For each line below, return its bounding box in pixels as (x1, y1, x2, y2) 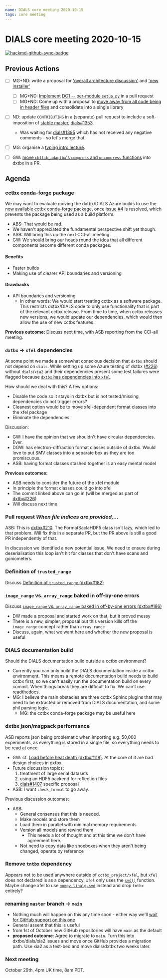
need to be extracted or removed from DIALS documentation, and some (12, 700, 160, 706)
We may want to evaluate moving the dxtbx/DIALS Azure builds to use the (5, 201, 157, 207)
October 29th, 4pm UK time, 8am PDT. (5, 967, 85, 973)
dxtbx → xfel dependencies (5, 347, 73, 354)
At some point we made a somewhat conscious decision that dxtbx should (5, 358, 158, 364)
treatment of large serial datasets (19, 770, 88, 776)
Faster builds (12, 265, 39, 271)
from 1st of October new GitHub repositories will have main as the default (12, 928, 162, 934)
